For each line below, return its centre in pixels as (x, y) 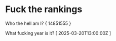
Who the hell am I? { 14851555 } (38, 23)
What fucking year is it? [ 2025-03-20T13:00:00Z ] (58, 33)
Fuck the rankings (44, 9)
